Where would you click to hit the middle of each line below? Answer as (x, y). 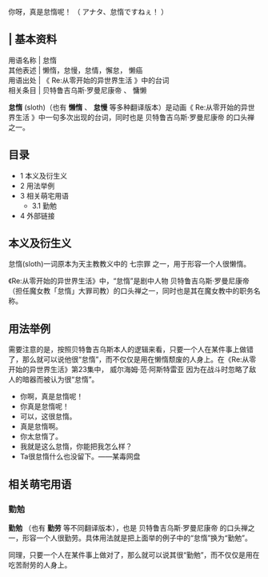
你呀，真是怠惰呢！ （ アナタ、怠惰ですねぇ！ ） (88, 12)
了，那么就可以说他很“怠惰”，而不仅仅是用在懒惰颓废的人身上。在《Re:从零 (132, 359)
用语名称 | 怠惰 (33, 60)
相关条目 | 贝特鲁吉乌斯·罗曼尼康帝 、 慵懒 (78, 90)
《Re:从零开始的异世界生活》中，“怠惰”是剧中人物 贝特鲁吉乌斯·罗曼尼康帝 (129, 281)
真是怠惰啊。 (41, 427)
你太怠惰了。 (41, 437)
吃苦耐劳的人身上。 (40, 565)
